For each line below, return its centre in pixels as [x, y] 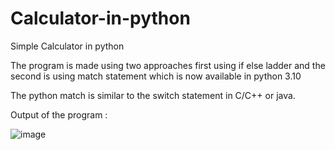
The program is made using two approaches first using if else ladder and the [168, 65]
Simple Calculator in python [67, 46]
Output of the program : [59, 114]
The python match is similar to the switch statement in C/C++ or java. [153, 95]
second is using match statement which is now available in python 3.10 [156, 76]
